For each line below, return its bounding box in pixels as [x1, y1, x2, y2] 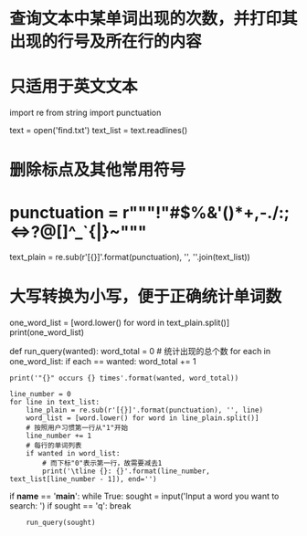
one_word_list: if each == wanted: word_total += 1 [9, 356, 196, 367]
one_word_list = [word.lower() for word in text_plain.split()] [9, 317, 230, 329]
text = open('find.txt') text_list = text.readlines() [9, 125, 188, 136]
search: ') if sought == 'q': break [9, 500, 132, 511]
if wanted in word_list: [26, 449, 121, 458]
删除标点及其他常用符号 [9, 160, 186, 181]
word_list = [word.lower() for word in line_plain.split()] [26, 414, 259, 423]
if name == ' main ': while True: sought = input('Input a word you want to [9, 490, 280, 502]
